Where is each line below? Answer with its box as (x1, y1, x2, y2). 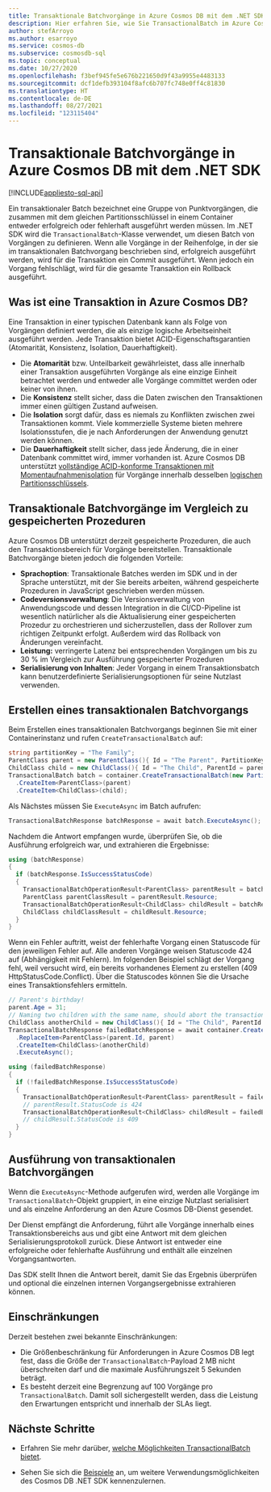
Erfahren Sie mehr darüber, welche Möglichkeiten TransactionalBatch (19, 1444, 251, 1453)
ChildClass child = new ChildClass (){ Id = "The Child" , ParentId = (8, 764, 244, 772)
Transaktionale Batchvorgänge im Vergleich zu (8, 502, 248, 516)
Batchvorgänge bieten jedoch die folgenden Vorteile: (8, 553, 184, 562)
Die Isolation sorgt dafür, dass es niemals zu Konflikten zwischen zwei (19, 409, 256, 420)
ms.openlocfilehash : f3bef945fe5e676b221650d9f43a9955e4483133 (8, 72, 226, 80)
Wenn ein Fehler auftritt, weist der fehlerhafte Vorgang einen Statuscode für (8, 938, 261, 947)
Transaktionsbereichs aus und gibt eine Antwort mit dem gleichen (8, 1228, 227, 1238)
